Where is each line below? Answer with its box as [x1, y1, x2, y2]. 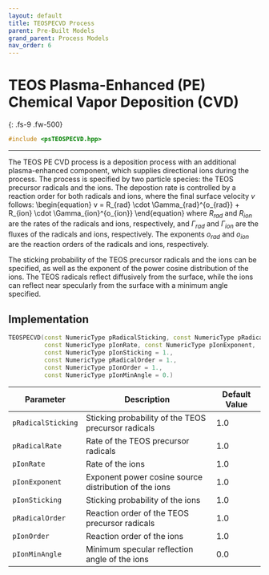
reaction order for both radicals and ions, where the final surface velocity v [8, 191, 255, 200]
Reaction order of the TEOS [85, 508, 190, 519]
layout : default [8, 11, 62, 20]
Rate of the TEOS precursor [85, 435, 190, 447]
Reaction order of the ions [85, 531, 184, 542]
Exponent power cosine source [85, 472, 203, 483]
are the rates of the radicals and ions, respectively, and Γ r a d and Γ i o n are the [8, 218, 259, 230]
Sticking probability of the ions [85, 495, 201, 506]
